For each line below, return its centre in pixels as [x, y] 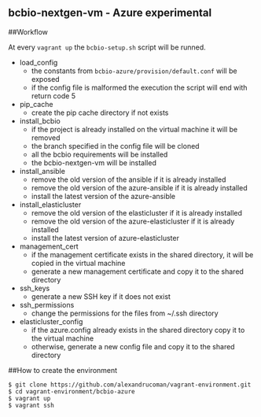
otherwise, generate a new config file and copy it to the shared [133, 346]
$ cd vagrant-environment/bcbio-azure [72, 391]
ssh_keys [35, 288]
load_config [39, 62]
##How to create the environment [63, 370]
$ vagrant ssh [31, 405]
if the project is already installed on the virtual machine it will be [134, 129]
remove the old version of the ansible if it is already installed [129, 179]
